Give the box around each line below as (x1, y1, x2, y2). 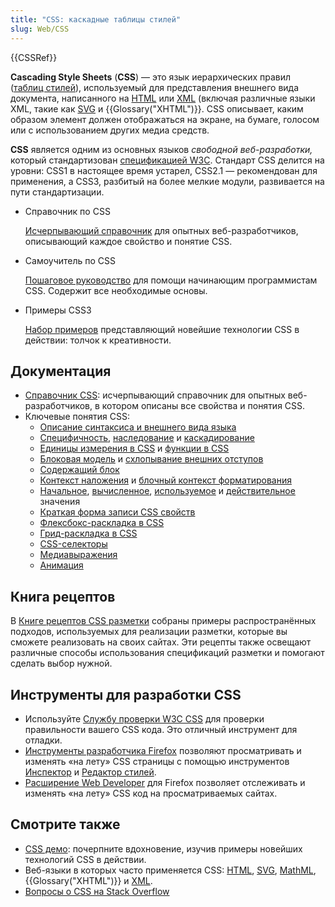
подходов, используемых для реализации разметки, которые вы (10, 626, 288, 638)
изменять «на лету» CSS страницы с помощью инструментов (24, 755, 290, 767)
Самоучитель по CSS (24, 254, 117, 266)
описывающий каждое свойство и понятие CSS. (24, 235, 233, 247)
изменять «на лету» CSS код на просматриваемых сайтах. (24, 787, 278, 799)
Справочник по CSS (24, 205, 111, 217)
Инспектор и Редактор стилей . (24, 766, 157, 778)
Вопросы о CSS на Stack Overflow (24, 885, 170, 897)
